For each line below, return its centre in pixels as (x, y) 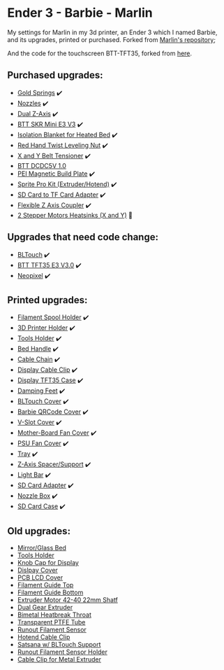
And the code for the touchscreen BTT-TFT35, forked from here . (100, 53)
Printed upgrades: (47, 300)
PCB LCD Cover (40, 578)
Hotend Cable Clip (44, 637)
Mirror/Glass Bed (42, 548)
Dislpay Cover (37, 570)
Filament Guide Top (45, 585)
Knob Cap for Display (48, 563)
